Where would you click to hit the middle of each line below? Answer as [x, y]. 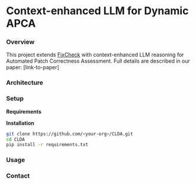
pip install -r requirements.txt [47, 145]
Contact [18, 176]
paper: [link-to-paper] [33, 67]
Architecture [25, 83]
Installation [20, 123]
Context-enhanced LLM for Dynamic [97, 11]
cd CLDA [16, 139]
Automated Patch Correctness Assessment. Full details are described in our [98, 61]
